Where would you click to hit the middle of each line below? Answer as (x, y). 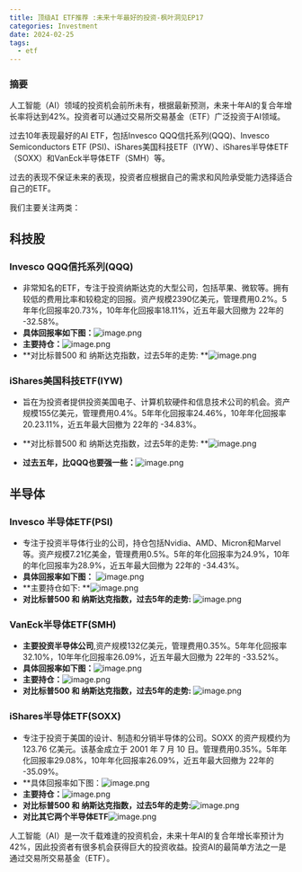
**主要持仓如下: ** (56, 588)
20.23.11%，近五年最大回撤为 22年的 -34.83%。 (111, 424)
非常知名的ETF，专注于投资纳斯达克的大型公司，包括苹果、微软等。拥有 (155, 288)
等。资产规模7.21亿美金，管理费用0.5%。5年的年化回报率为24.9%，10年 (156, 555)
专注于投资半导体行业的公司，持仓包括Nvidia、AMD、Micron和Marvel (151, 543)
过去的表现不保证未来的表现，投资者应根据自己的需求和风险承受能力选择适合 (151, 177)
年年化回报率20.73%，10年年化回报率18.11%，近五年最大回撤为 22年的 (153, 310)
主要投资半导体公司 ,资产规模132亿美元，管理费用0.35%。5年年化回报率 (155, 646)
